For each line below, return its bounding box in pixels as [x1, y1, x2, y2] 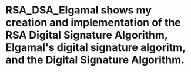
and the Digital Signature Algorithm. [5, 53, 185, 67]
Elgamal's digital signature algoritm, [5, 41, 186, 54]
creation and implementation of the [5, 16, 182, 29]
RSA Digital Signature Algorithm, [5, 29, 168, 42]
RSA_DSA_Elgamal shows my [5, 4, 152, 17]
